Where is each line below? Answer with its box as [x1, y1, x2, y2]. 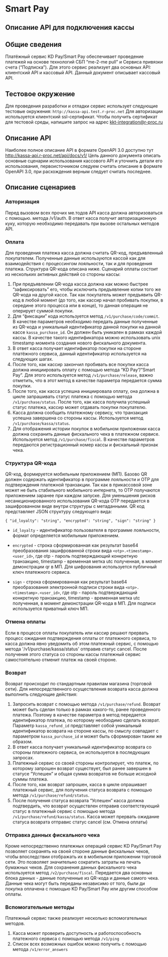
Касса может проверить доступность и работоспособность [12, 930, 141, 936]
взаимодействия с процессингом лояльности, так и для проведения [5, 261, 152, 266]
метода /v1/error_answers [12, 946, 68, 952]
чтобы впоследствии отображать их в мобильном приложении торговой [5, 854, 161, 860]
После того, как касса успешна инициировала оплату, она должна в [12, 388, 159, 394]
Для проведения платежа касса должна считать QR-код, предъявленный [5, 250, 163, 256]
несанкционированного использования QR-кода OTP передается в [5, 498, 149, 504]
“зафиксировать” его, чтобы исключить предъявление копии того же [12, 286, 161, 292]
